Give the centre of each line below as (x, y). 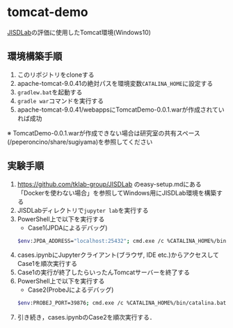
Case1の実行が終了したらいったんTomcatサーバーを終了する (103, 272)
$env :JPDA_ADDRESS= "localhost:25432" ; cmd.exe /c (91, 241)
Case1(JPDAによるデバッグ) (67, 228)
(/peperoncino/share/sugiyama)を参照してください (80, 142)
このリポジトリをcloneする (56, 75)
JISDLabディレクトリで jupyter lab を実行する (83, 210)
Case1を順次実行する (47, 264)
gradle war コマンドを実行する (61, 100)
